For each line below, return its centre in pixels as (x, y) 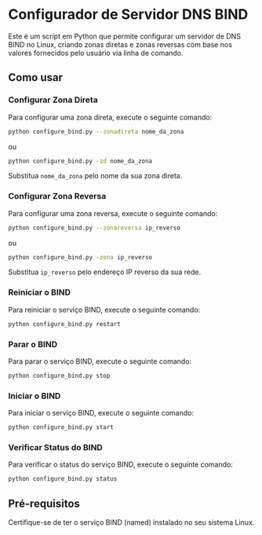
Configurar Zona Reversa (57, 196)
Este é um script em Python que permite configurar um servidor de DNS (125, 36)
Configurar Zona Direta (53, 100)
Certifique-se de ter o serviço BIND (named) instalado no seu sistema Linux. (131, 522)
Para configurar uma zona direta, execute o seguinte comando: (110, 117)
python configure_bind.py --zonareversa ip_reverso (94, 228)
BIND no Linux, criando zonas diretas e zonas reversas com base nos (120, 44)
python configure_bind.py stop (59, 376)
